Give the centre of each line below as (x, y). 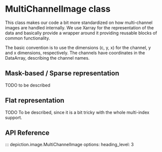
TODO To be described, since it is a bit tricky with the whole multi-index (77, 112)
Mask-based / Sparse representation (62, 74)
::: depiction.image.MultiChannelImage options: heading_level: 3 (70, 145)
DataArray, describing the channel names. (47, 58)
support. (14, 117)
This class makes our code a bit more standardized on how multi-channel (79, 22)
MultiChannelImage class (58, 9)
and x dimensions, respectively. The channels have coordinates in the (75, 53)
